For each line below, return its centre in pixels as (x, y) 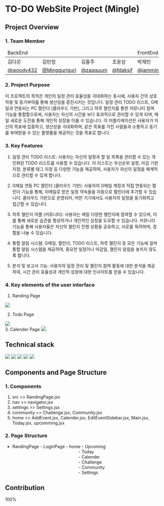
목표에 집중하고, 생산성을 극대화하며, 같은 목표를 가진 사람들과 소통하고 (81, 127)
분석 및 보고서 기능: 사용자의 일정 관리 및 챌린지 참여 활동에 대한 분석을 (79, 266)
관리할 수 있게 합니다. (41, 175)
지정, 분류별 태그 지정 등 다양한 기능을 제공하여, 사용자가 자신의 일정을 (78, 169)
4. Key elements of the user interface (50, 285)
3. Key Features (24, 146)
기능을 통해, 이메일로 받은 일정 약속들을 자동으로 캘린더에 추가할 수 (84, 192)
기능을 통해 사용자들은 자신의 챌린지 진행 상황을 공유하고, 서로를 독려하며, (82, 227)
